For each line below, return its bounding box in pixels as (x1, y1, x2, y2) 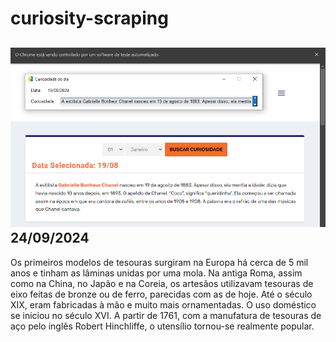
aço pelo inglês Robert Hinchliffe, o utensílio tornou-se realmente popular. (10, 320, 315, 332)
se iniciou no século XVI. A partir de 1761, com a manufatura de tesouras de (10, 309, 322, 321)
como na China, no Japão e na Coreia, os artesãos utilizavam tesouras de (10, 277, 314, 289)
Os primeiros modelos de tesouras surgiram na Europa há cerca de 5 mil (10, 256, 309, 268)
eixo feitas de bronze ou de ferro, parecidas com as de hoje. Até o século (10, 288, 313, 300)
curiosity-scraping (10, 7, 169, 30)
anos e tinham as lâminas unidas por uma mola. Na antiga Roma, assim (10, 267, 303, 279)
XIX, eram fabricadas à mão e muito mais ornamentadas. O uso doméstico (10, 298, 317, 311)
